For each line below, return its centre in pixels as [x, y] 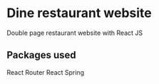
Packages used [41, 55]
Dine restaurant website [79, 13]
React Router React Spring [46, 72]
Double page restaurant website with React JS [75, 33]
